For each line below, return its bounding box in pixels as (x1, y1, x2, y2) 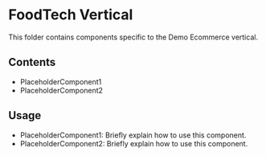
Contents (8, 55, 56, 69)
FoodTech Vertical (8, 6, 133, 24)
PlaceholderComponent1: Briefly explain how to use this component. (19, 130, 247, 140)
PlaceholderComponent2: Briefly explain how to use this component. (19, 138, 248, 148)
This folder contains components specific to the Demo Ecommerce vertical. (8, 32, 259, 42)
